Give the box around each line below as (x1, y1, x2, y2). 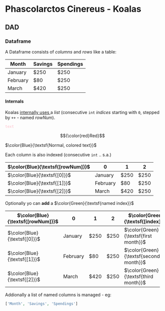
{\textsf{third (124, 273, 154, 280)
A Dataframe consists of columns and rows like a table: (5, 49, 117, 55)
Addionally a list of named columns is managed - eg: (5, 292, 111, 298)
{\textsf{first (124, 232, 152, 239)
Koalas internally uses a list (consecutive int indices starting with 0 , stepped (5, 110, 160, 115)
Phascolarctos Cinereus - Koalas (5, 3, 141, 15)
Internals (5, 98, 24, 104)
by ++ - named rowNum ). (5, 114, 55, 121)
